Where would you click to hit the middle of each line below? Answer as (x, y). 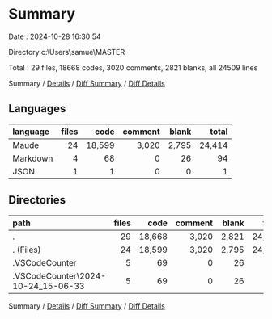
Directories (37, 200)
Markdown (33, 158)
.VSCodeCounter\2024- (59, 275)
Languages (37, 109)
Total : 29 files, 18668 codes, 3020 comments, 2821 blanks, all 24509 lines (133, 67)
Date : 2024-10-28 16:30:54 (55, 36)
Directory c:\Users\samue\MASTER (67, 52)
